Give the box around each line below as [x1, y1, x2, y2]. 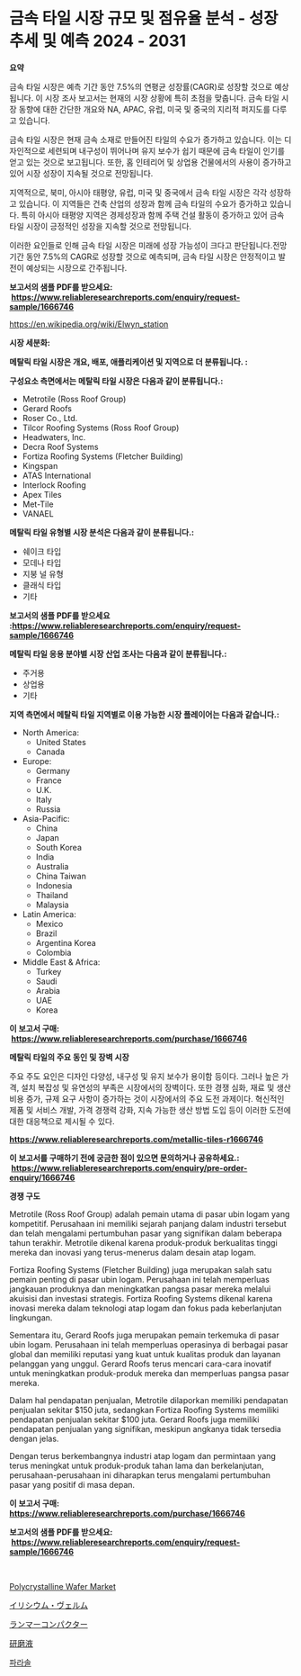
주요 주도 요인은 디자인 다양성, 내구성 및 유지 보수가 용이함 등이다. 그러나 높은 [9, 1070, 280, 1081]
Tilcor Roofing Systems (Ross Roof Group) [22, 422, 180, 433]
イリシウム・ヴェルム [9, 1599, 88, 1610]
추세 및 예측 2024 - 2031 [9, 31, 187, 51]
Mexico [35, 918, 64, 929]
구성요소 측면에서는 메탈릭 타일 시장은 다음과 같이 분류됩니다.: [9, 375, 224, 386]
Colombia [35, 947, 72, 958]
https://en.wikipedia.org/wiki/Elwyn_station [9, 319, 169, 329]
